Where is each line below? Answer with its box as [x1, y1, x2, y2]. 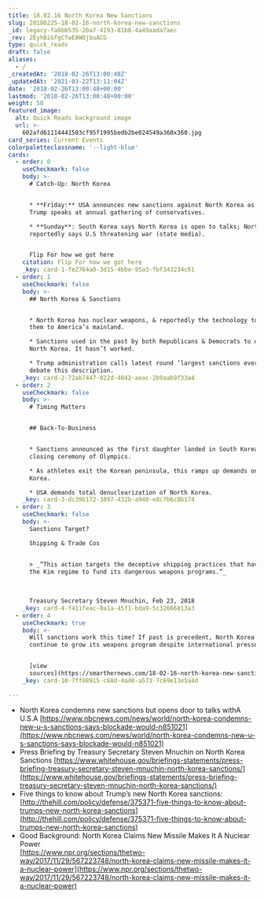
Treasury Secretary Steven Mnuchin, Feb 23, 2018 [28, 597, 195, 605]
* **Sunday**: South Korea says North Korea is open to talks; [28, 222, 241, 231]
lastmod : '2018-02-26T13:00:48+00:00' [8, 92, 135, 100]
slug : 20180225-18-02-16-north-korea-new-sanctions [8, 19, 181, 27]
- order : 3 [15, 503, 51, 511]
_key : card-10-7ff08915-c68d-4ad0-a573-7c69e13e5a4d [22, 677, 199, 685]
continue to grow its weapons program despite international [28, 641, 234, 649]
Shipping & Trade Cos [28, 539, 101, 547]
